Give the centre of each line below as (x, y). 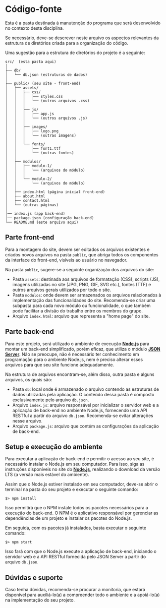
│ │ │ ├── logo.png (32, 131)
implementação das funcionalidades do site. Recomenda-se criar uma (84, 300)
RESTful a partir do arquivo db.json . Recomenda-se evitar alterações (83, 416)
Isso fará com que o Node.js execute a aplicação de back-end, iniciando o (81, 551)
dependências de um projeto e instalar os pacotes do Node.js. (69, 518)
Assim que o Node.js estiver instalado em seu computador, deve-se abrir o (82, 484)
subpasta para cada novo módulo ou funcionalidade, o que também (82, 305)
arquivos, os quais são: (29, 379)
